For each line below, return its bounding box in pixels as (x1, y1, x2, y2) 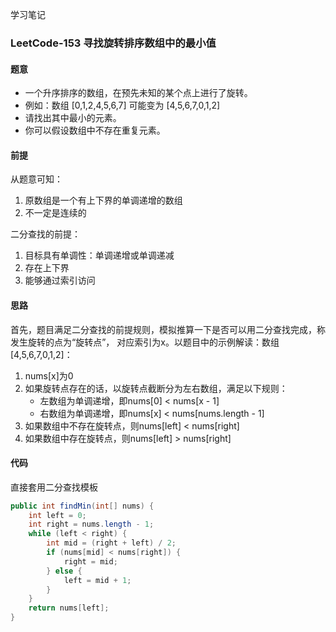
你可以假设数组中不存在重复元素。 (24, 124, 166, 137)
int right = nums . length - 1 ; (28, 519, 155, 530)
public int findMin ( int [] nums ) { (10, 501, 155, 511)
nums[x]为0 (24, 369, 74, 382)
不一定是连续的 (24, 207, 87, 219)
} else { (46, 566, 83, 576)
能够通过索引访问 (24, 274, 96, 287)
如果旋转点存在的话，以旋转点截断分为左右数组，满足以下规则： (24, 382, 288, 394)
